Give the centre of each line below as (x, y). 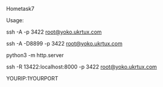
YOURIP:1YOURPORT (32, 78)
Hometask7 (20, 9)
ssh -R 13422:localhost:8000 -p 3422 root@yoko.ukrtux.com (81, 67)
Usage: (15, 20)
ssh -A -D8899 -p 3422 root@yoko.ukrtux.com (64, 43)
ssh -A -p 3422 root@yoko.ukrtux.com (54, 32)
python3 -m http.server (35, 55)
